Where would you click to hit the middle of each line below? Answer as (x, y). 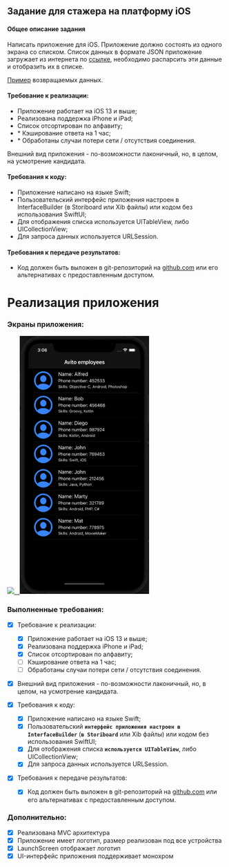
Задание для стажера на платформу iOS (99, 11)
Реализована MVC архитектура (63, 832)
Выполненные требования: (56, 610)
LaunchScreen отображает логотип (69, 848)
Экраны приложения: (46, 324)
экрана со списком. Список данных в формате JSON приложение (104, 52)
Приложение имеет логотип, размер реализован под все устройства (119, 840)
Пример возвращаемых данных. (55, 80)
